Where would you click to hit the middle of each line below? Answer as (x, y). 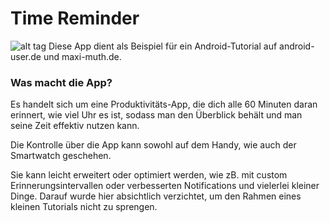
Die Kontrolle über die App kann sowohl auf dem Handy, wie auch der (153, 145)
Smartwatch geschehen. (61, 156)
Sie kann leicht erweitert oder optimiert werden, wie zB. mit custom (149, 175)
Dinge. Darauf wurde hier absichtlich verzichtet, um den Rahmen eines (156, 196)
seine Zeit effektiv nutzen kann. (75, 126)
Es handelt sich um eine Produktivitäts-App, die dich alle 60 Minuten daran (164, 104)
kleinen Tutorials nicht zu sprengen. (84, 207)
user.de (26, 56)
